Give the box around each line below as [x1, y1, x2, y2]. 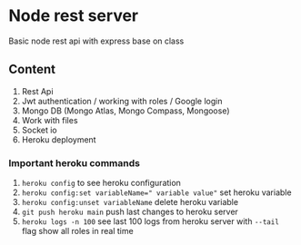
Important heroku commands [8, 156, 140, 169]
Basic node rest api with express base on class [8, 35, 185, 46]
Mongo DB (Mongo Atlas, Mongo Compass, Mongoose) [21, 105, 230, 116]
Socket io [21, 124, 58, 135]
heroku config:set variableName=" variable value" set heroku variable [21, 187, 292, 198]
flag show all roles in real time [21, 226, 134, 237]
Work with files [21, 114, 78, 125]
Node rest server [8, 5, 139, 26]
